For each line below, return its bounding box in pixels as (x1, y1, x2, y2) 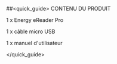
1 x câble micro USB (6, 28, 56, 35)
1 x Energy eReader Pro (6, 17, 64, 23)
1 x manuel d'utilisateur (6, 40, 63, 46)
